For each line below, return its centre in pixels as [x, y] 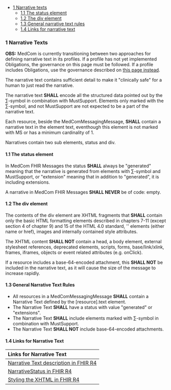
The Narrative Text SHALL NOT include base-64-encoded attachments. [88, 329]
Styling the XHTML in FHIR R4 [44, 380]
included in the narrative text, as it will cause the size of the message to [81, 268]
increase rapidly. [23, 273]
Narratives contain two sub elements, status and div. [60, 143]
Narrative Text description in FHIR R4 [52, 363]
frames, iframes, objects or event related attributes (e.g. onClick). [74, 252]
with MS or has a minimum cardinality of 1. [50, 132]
